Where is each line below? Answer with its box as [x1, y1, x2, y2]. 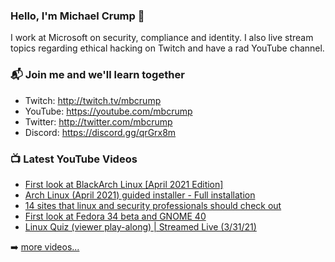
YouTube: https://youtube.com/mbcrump [24, 105, 193, 117]
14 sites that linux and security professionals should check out [24, 199, 282, 211]
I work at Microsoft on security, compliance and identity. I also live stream [10, 32, 314, 44]
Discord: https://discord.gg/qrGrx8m [24, 126, 177, 138]
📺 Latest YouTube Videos [10, 152, 138, 166]
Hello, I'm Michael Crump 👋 [10, 9, 145, 23]
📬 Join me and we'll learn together [10, 68, 185, 82]
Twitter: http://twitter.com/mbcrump [24, 115, 173, 128]
